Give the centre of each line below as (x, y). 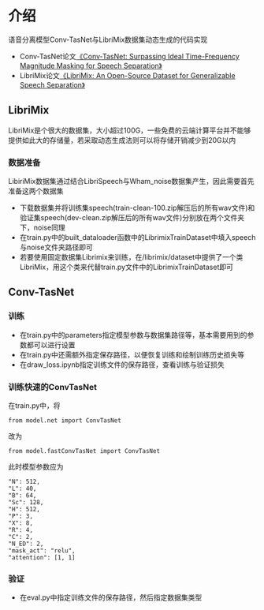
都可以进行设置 (51, 345)
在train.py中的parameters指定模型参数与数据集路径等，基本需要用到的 (133, 335)
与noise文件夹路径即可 (56, 247)
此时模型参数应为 (36, 467)
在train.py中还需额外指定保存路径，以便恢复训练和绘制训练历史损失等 (132, 354)
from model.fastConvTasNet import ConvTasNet (84, 451)
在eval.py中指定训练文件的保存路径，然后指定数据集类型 (111, 597)
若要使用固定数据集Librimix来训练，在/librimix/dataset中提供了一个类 (131, 257)
